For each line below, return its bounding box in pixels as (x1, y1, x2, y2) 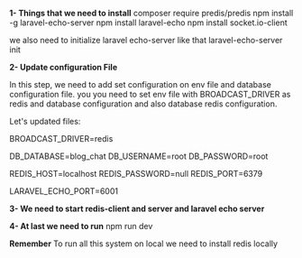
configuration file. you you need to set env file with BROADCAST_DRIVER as (9, 89, 291, 99)
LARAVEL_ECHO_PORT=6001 (9, 186, 119, 197)
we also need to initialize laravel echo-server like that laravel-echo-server (9, 35, 283, 45)
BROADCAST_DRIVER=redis (9, 134, 114, 143)
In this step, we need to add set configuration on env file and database (9, 79, 272, 89)
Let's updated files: (9, 116, 81, 126)
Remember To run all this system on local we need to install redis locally (9, 238, 278, 249)
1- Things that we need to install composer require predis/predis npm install (9, 8, 294, 18)
